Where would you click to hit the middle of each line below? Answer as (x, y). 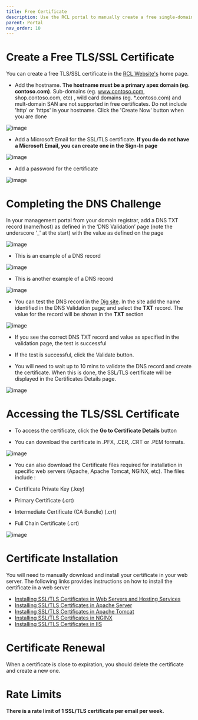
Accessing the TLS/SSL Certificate (93, 414)
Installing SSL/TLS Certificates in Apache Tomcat (74, 612)
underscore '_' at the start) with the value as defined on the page (85, 233)
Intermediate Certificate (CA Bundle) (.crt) (65, 512)
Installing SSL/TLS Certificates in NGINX (64, 618)
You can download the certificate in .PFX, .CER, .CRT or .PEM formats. (100, 442)
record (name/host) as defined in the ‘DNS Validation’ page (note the (89, 227)
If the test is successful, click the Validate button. (74, 355)
